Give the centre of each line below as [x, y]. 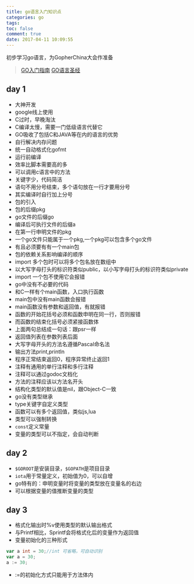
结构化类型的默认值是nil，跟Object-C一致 [65, 389]
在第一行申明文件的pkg [43, 232]
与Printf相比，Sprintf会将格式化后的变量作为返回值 [77, 532]
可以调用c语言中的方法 [42, 172]
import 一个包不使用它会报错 [50, 277]
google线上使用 [34, 112]
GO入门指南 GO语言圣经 [50, 70]
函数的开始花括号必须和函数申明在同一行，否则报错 [78, 314]
